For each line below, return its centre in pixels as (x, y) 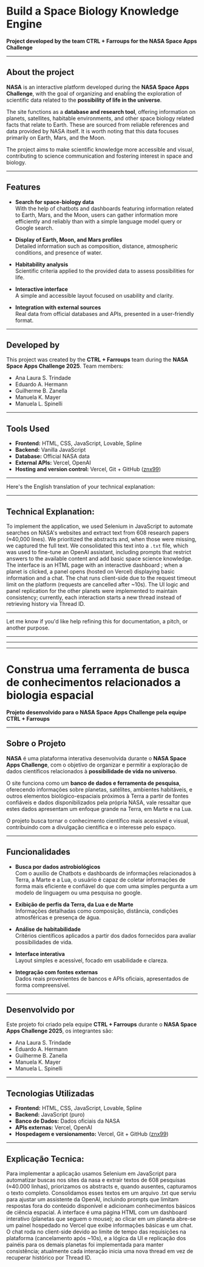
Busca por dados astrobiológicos (58, 866)
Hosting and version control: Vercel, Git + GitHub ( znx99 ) (88, 469)
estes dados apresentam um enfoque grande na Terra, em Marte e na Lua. (99, 809)
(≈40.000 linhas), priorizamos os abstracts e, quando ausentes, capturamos (102, 1186)
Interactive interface (42, 289)
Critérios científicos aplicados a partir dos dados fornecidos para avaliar (105, 935)
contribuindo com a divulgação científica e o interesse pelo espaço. (91, 827)
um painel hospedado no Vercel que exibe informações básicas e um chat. (100, 1225)
